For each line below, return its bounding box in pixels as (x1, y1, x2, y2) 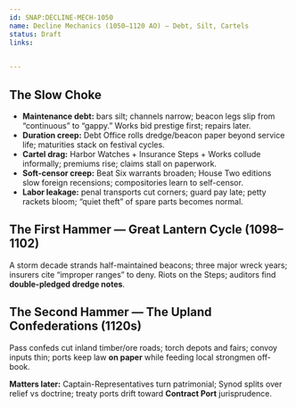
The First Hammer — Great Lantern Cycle (9, 222, 243, 237)
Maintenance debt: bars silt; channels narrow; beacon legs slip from (21, 111, 275, 121)
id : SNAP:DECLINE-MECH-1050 (9, 12, 114, 22)
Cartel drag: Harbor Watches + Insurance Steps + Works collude (21, 148, 261, 159)
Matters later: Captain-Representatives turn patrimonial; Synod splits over (9, 379, 283, 389)
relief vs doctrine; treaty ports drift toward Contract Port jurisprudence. (9, 387, 272, 398)
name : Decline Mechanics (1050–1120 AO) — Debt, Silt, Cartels (9, 21, 250, 30)
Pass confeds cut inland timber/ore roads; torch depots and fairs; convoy (9, 342, 278, 353)
